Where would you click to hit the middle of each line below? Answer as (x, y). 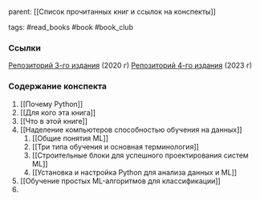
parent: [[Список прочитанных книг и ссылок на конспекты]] (112, 12)
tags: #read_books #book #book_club (71, 27)
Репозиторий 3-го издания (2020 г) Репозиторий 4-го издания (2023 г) (130, 66)
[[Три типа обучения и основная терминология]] (115, 146)
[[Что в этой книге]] (54, 121)
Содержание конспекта (57, 86)
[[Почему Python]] (51, 104)
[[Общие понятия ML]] (70, 138)
